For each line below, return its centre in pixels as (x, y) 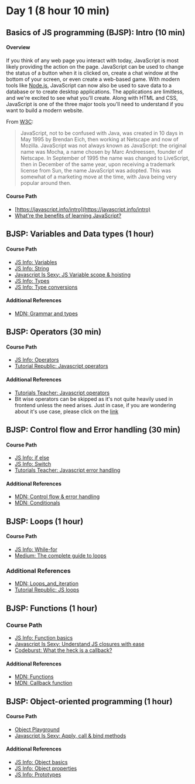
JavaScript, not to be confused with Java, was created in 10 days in (102, 133)
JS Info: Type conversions (46, 287)
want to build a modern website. (45, 110)
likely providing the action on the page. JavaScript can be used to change (95, 66)
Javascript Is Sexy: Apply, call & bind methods (70, 735)
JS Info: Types (32, 281)
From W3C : (20, 121)
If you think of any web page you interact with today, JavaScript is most (93, 60)
